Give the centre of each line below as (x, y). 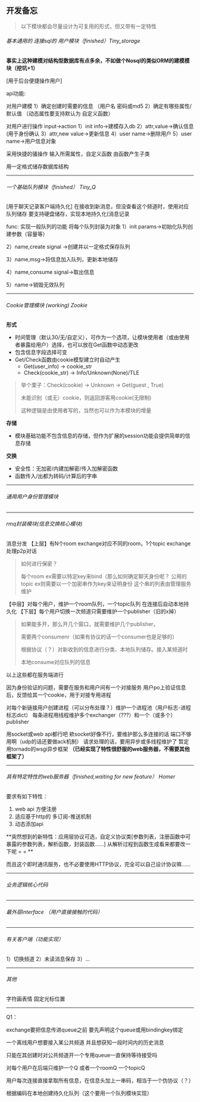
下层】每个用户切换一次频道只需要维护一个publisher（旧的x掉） (101, 611)
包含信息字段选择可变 (41, 352)
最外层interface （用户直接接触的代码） (54, 912)
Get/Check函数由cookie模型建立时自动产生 (68, 360)
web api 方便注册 (36, 809)
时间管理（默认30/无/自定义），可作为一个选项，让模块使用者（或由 (97, 337)
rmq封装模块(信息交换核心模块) (44, 524)
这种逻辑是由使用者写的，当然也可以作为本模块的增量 (86, 410)
